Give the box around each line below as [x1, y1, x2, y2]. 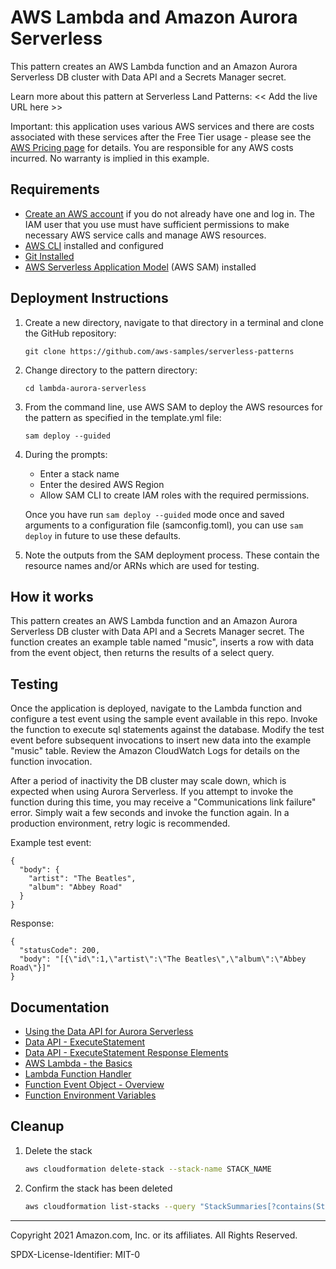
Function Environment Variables [24, 1089, 157, 1101]
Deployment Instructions [10, 290, 169, 307]
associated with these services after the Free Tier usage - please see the [10, 131, 312, 143]
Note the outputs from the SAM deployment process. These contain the [24, 549, 320, 561]
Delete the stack [24, 1144, 93, 1156]
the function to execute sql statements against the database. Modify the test [10, 724, 325, 736]
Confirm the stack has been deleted [24, 1182, 173, 1194]
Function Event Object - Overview [24, 1079, 165, 1090]
